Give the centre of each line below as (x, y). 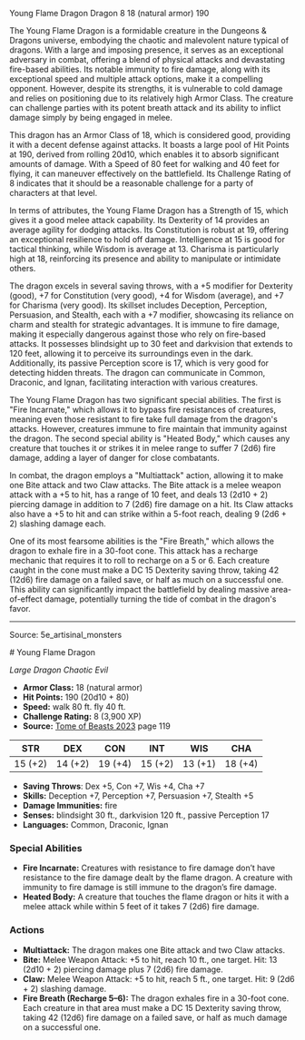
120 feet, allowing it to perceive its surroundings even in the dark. (132, 353)
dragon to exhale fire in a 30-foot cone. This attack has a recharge (134, 551)
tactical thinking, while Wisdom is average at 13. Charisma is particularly (144, 249)
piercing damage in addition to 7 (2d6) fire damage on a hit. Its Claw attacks (151, 504)
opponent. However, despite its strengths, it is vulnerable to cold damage (146, 88)
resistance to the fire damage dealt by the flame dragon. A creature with (157, 878)
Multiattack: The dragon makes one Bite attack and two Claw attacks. (154, 950)
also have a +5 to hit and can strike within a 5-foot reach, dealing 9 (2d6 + (148, 514)
